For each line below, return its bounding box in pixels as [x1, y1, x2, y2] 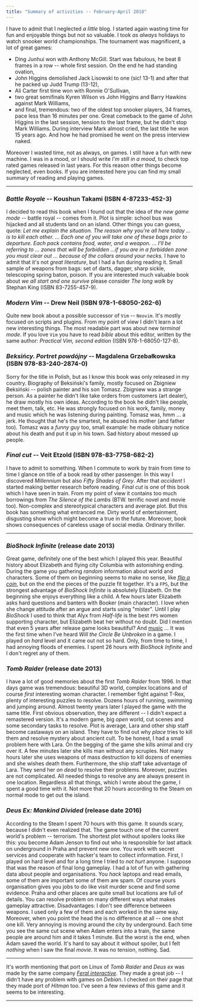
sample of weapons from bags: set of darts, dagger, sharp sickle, [6, 265, 166, 272]
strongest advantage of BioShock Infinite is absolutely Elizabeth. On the [6, 587, 181, 594]
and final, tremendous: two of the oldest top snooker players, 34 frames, [14, 106, 192, 113]
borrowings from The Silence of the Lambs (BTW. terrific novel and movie [6, 496, 186, 503]
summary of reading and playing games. [6, 174, 105, 181]
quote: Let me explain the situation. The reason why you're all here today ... [6, 227, 191, 234]
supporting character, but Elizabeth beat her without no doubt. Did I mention [6, 618, 192, 625]
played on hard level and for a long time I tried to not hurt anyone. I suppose [6, 857, 191, 864]
